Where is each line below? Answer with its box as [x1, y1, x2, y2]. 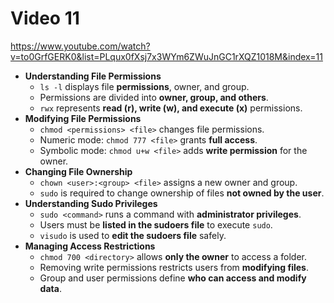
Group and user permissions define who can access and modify [39, 272, 307, 284]
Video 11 [10, 7, 80, 30]
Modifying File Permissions [24, 112, 142, 124]
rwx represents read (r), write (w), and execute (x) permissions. [39, 102, 303, 114]
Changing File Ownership [24, 165, 133, 177]
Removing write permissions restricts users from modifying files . [39, 261, 309, 273]
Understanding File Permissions [24, 70, 162, 82]
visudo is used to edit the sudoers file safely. [39, 229, 227, 241]
